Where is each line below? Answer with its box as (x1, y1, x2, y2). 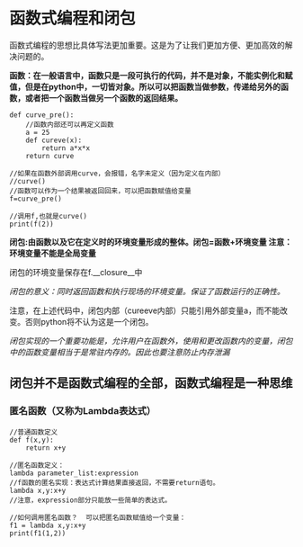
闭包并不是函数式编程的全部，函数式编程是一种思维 (9, 375, 293, 391)
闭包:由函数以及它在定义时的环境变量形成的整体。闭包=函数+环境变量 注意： (9, 236, 292, 247)
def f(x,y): (9, 435, 54, 444)
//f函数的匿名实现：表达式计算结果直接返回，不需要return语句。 (9, 478, 220, 487)
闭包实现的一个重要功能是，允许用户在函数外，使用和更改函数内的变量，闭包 (9, 335, 293, 346)
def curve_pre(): (9, 110, 75, 120)
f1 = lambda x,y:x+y (9, 521, 87, 530)
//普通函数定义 (9, 427, 58, 436)
